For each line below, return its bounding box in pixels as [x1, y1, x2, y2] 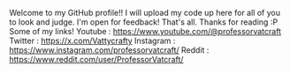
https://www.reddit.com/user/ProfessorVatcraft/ [9, 55, 184, 64]
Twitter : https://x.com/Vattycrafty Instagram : [9, 35, 176, 46]
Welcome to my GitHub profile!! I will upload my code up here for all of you [9, 8, 281, 18]
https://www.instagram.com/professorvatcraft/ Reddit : [9, 45, 210, 55]
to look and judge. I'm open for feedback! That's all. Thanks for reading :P [9, 17, 279, 27]
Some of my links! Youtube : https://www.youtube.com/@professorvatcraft [9, 26, 281, 36]
